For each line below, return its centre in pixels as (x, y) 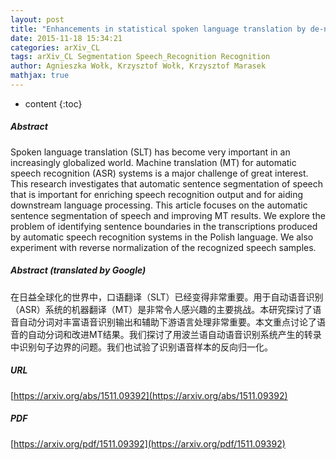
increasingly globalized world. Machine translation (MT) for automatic (153, 162)
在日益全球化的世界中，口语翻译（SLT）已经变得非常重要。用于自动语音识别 (167, 297)
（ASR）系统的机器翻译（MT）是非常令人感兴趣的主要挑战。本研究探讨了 (161, 309)
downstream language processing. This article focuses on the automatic (159, 205)
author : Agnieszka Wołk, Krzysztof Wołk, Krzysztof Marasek (138, 66)
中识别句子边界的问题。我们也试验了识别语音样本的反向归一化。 (141, 347)
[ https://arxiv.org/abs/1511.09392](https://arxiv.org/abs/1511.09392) (149, 395)
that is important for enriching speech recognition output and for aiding (157, 194)
